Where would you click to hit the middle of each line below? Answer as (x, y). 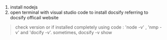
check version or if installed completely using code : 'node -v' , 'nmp (87, 27)
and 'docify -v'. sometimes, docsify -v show (66, 32)
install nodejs (24, 7)
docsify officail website (34, 18)
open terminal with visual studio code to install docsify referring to (79, 12)
